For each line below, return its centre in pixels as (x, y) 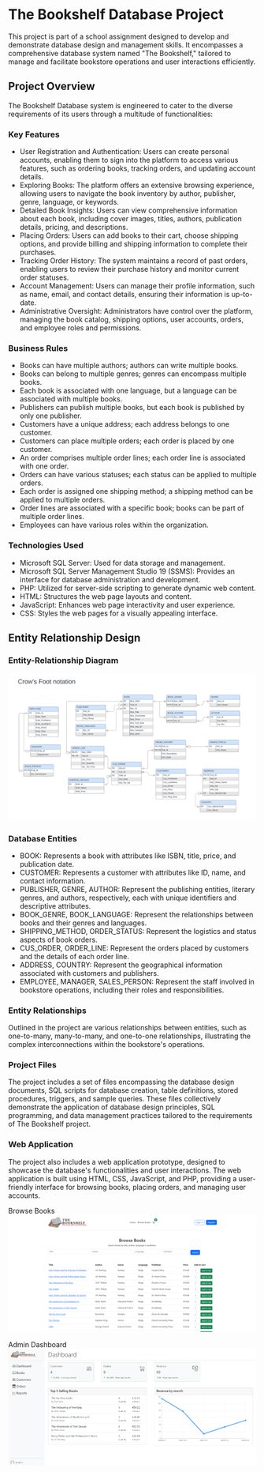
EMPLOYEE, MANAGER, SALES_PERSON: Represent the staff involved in (137, 981)
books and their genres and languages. (83, 923)
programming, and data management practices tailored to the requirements (130, 1116)
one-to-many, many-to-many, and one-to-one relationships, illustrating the (129, 1036)
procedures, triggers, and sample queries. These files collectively (115, 1099)
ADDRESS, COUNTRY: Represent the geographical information (121, 965)
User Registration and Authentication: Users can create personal (124, 152)
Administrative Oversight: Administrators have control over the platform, (136, 311)
